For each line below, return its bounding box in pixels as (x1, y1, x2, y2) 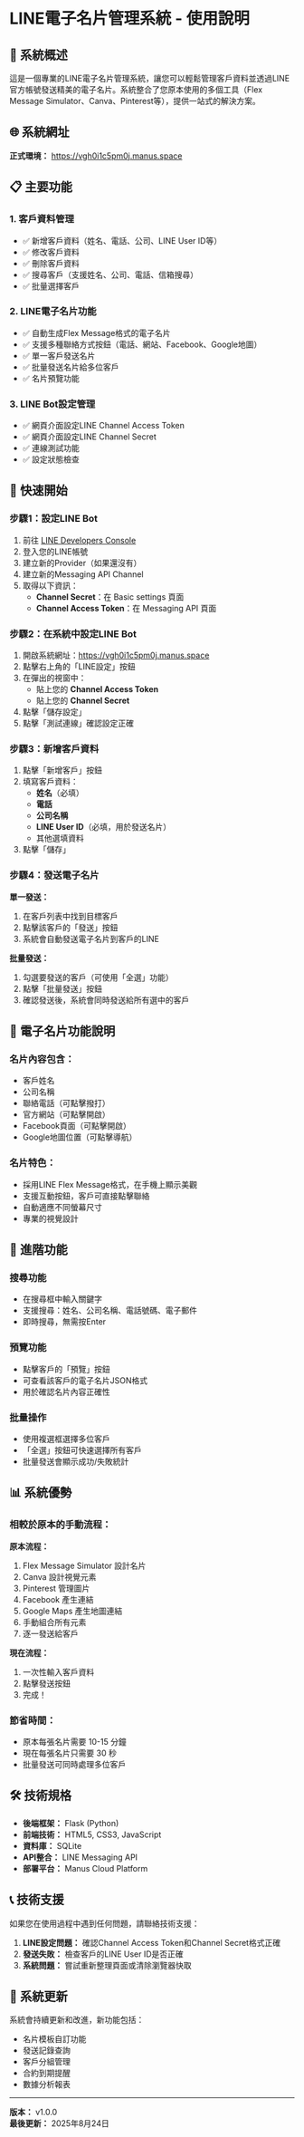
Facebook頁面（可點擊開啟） (22, 1121, 131, 1131)
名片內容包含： (9, 1053, 75, 1065)
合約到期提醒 (22, 2067, 71, 2079)
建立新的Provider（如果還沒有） (22, 557, 142, 568)
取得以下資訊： (22, 580, 79, 591)
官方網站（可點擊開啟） (22, 1109, 110, 1120)
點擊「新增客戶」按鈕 (22, 765, 102, 775)
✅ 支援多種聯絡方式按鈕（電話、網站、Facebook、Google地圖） (22, 339, 262, 350)
